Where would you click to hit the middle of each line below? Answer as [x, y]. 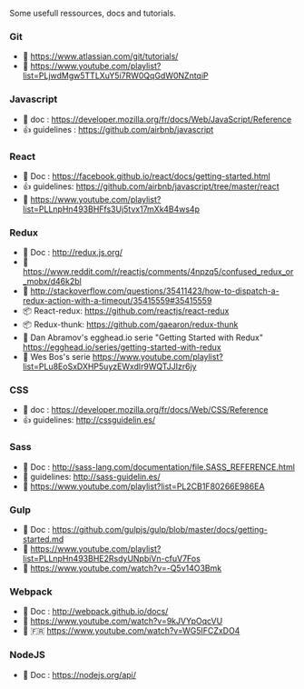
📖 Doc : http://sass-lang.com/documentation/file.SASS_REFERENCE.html [158, 466]
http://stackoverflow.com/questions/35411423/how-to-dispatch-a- [155, 291]
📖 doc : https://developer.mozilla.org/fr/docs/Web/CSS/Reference [145, 410]
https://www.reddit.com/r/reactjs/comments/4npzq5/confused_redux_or [158, 272]
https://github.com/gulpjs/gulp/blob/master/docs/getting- [160, 530]
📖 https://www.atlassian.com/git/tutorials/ [100, 56]
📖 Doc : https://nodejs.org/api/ [79, 674]
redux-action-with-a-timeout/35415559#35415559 [117, 301]
